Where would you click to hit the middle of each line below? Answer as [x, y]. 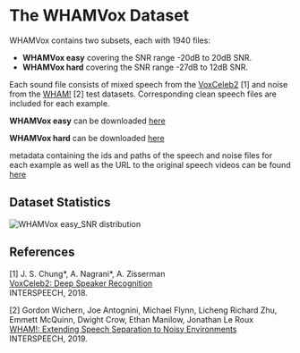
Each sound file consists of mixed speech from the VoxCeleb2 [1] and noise [149, 84]
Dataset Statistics [60, 202]
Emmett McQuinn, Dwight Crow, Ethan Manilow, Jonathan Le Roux [131, 319]
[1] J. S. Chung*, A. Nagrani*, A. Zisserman [87, 273]
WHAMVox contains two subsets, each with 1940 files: [110, 40]
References [42, 252]
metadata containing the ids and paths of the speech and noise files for [141, 155]
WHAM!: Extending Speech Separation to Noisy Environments [123, 329]
